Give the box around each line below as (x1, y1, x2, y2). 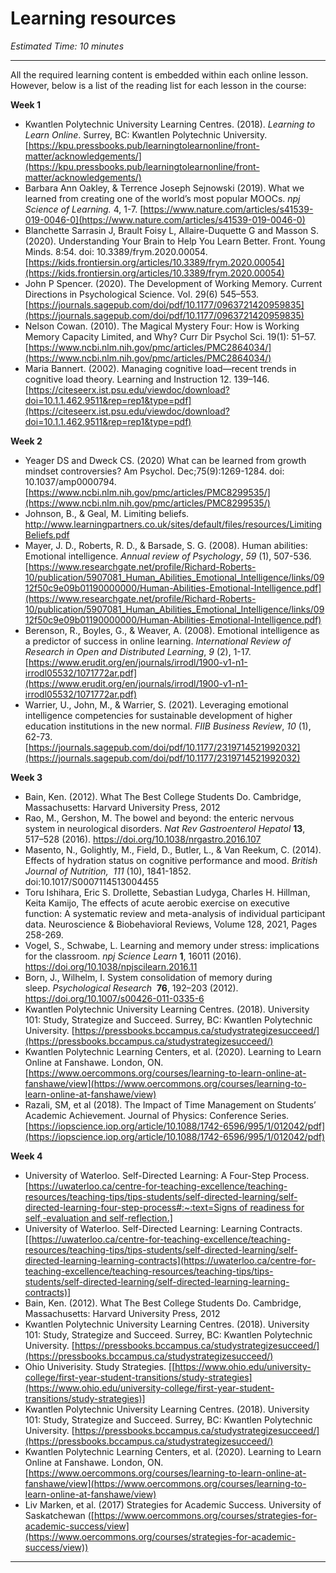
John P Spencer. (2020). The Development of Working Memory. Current (24, 277, 323, 289)
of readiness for (238, 1201, 305, 1213)
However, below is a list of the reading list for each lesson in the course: (10, 79, 307, 91)
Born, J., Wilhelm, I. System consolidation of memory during (24, 971, 273, 983)
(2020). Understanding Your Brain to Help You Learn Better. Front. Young (24, 235, 326, 247)
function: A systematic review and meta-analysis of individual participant (24, 907, 326, 919)
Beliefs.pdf (24, 528, 70, 541)
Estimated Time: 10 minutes (10, 40, 125, 52)
